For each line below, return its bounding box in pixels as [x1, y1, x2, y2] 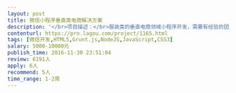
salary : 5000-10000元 [7, 43, 70, 50]
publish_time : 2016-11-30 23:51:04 [7, 50, 112, 57]
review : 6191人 [7, 56, 51, 63]
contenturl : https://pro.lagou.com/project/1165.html [7, 29, 169, 37]
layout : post [7, 10, 46, 17]
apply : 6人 [7, 62, 39, 69]
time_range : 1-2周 [7, 75, 60, 83]
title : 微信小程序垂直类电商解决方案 [7, 17, 103, 24]
